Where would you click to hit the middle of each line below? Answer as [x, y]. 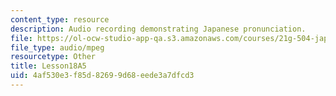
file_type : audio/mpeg [57, 47]
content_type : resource [60, 19]
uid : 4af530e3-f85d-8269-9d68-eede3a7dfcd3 [102, 76]
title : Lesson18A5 [48, 66]
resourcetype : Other [53, 57]
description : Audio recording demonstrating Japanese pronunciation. [158, 29]
